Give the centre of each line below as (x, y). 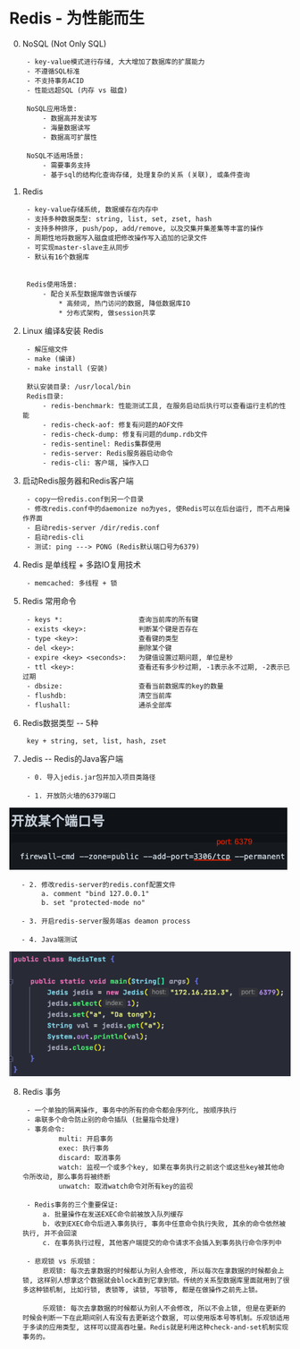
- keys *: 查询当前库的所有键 (112, 619)
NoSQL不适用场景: (55, 156)
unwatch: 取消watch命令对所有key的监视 (126, 1187)
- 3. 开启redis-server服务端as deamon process (106, 921)
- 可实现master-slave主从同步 (78, 247)
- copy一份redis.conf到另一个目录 (85, 499)
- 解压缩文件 (47, 349)
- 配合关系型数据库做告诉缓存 (90, 294)
